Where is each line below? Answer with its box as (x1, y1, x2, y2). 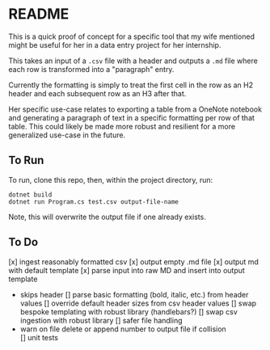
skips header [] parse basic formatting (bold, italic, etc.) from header (19, 289, 249, 299)
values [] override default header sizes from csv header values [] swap (19, 298, 257, 308)
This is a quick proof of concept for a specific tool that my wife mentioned (8, 32, 255, 41)
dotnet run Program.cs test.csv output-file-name (8, 197, 179, 206)
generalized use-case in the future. (8, 130, 126, 140)
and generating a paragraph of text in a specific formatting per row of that (8, 112, 255, 122)
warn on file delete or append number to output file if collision (19, 324, 226, 334)
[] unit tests (19, 332, 59, 342)
